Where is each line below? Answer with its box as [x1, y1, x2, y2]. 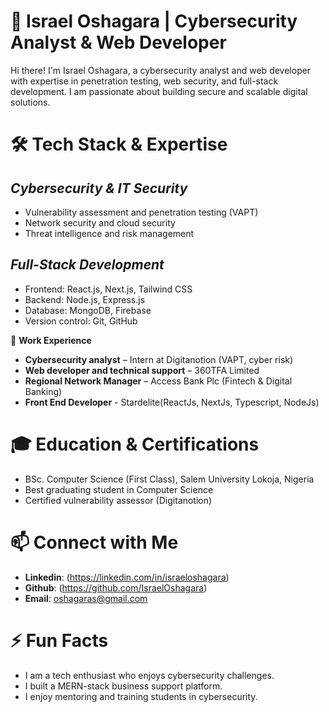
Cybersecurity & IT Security [10, 180, 188, 197]
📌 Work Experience [10, 334, 92, 346]
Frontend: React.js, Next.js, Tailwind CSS [24, 283, 193, 295]
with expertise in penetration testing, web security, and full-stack [10, 75, 279, 87]
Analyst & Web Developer [10, 31, 227, 54]
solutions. [10, 96, 51, 108]
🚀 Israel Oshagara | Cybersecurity [10, 10, 298, 33]
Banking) [24, 385, 63, 397]
